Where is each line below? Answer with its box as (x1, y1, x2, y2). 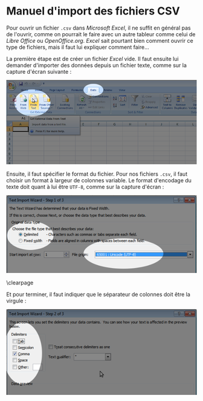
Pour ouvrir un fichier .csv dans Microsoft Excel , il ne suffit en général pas (6, 24, 192, 31)
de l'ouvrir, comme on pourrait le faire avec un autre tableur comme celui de (6, 30, 196, 37)
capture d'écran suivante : (6, 68, 72, 75)
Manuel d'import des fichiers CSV (6, 4, 180, 18)
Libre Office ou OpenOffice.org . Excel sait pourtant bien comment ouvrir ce (6, 37, 193, 44)
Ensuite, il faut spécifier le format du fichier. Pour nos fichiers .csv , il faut (6, 170, 188, 178)
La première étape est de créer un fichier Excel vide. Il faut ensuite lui (6, 55, 179, 62)
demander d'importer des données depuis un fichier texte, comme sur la (6, 62, 187, 69)
